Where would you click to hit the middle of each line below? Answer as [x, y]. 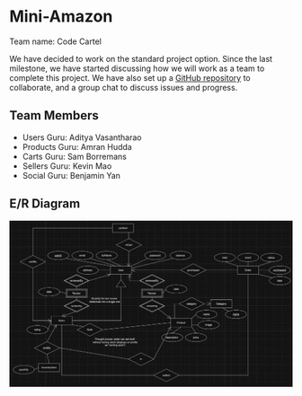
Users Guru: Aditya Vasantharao [82, 137]
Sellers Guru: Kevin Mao [67, 166]
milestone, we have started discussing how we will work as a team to [137, 68]
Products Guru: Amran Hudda [77, 146]
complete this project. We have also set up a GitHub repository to [130, 77]
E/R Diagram [45, 204]
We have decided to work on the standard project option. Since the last [141, 58]
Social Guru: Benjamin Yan [71, 175]
